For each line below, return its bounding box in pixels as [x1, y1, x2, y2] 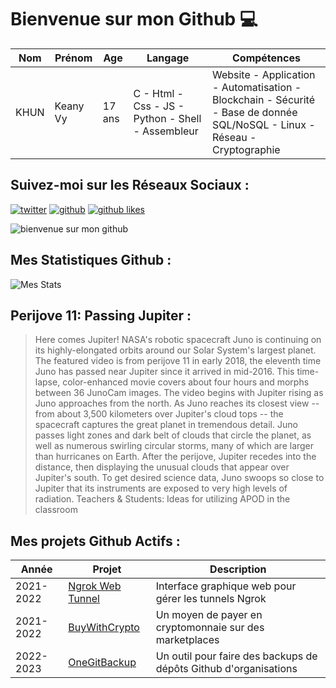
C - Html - [133, 86, 184, 100]
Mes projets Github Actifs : [10, 532, 181, 550]
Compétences [231, 51, 301, 65]
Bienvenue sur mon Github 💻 [10, 8, 258, 31]
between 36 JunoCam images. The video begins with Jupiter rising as [34, 387, 324, 399]
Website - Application [211, 67, 316, 81]
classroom [34, 504, 78, 516]
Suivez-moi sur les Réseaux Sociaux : [10, 177, 250, 194]
